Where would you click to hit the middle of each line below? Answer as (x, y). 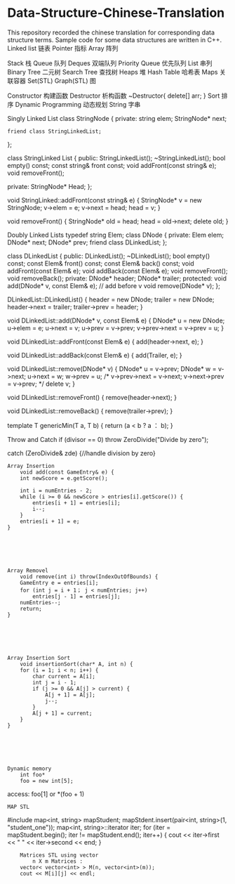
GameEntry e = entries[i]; (59, 583)
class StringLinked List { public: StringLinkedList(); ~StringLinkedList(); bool (116, 158)
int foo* (33, 774)
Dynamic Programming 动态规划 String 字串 (78, 104)
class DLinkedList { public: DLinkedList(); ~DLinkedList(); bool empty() (109, 256)
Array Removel (28, 571)
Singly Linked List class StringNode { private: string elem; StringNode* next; (117, 118)
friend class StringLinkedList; (54, 131)
